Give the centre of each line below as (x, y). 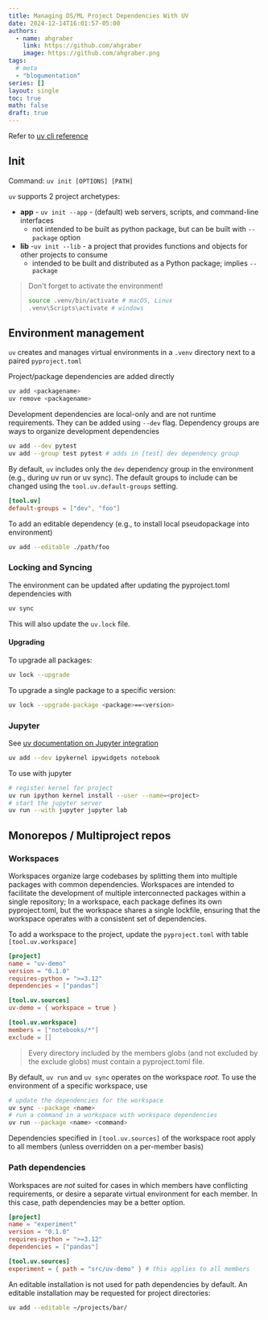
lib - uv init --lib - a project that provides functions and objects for (134, 245)
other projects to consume (64, 254)
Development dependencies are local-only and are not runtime (112, 415)
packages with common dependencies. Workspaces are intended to (122, 884)
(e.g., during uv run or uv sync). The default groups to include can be (123, 477)
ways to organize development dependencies (84, 431)
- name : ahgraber (45, 38)
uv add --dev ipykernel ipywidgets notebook (84, 757)
